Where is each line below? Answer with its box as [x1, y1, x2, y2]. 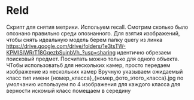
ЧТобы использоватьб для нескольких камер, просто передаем [6, 61, 171, 69]
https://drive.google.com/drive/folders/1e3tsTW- [6, 43, 126, 50]
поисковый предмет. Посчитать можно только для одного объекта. [6, 55, 180, 62]
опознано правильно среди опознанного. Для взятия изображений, [6, 29, 180, 37]
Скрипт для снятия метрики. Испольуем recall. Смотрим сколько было [6, 23, 189, 31]
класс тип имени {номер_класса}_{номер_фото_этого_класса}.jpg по [6, 74, 184, 81]
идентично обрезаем [116, 49, 171, 56]
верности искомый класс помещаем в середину [6, 87, 131, 94]
